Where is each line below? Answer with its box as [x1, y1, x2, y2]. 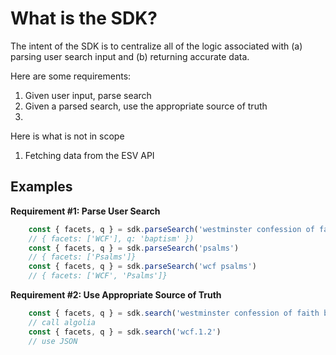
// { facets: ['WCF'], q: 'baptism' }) [28, 233, 195, 244]
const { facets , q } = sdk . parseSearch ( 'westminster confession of [28, 224, 315, 234]
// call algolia [28, 317, 97, 327]
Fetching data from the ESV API [24, 149, 155, 161]
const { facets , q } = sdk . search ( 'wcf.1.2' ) [28, 327, 222, 337]
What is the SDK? [10, 7, 158, 30]
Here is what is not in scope [10, 130, 125, 142]
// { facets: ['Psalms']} [28, 252, 137, 262]
